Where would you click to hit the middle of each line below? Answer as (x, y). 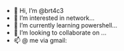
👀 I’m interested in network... (54, 18)
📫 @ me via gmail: (40, 40)
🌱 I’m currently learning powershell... (65, 25)
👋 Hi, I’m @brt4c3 (38, 11)
